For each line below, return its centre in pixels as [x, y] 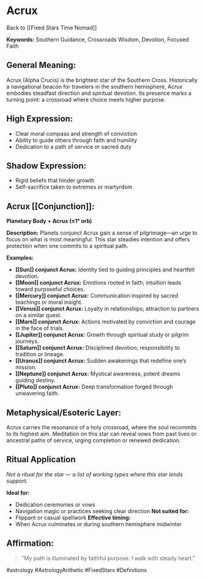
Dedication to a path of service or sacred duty [73, 146]
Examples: [20, 258]
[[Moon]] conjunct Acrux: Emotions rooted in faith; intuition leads [98, 283]
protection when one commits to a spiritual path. [67, 246]
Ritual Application [41, 460]
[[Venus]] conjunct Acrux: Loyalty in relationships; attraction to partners [107, 309]
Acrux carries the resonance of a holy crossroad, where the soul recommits [102, 427]
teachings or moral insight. [49, 302]
